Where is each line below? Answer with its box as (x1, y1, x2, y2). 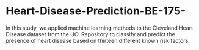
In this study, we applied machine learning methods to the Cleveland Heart (5, 24, 194, 31)
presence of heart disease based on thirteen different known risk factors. (5, 37, 190, 44)
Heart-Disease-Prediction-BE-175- (5, 4, 186, 18)
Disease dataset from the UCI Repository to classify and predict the (5, 30, 175, 37)
